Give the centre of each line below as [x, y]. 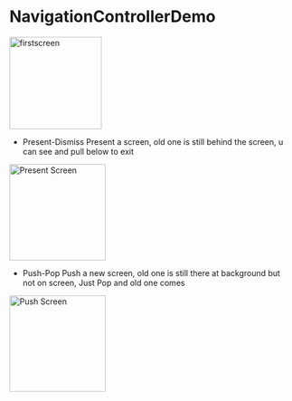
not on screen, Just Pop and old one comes [104, 282]
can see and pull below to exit [78, 151]
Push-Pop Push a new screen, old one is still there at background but [151, 272]
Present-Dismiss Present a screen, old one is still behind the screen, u [153, 141]
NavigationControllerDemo [113, 17]
